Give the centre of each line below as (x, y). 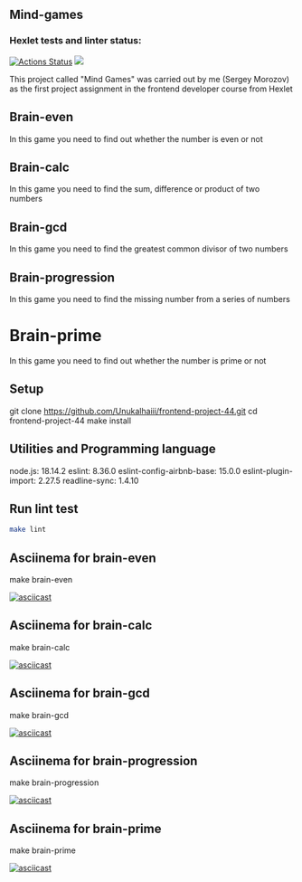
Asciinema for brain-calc (81, 626)
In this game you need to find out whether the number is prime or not (138, 360)
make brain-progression (54, 782)
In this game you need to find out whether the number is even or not (137, 138)
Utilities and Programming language (113, 449)
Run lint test (44, 509)
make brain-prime (43, 850)
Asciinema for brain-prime (85, 828)
